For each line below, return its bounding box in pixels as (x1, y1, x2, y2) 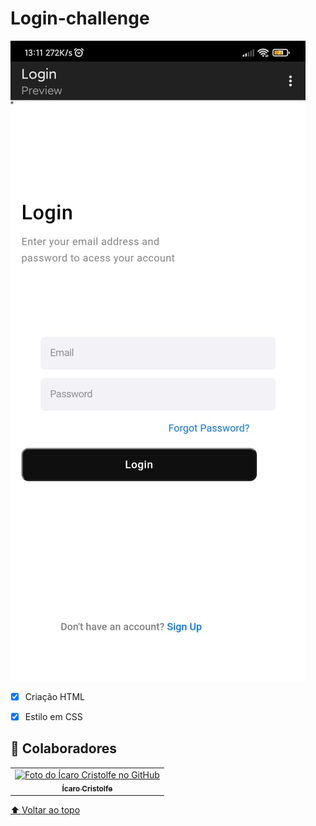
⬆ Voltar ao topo (10, 803, 81, 816)
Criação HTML (24, 690, 85, 702)
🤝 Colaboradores (10, 740, 118, 757)
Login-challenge (10, 7, 150, 30)
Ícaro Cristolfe (61, 783, 113, 794)
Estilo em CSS (24, 711, 83, 722)
